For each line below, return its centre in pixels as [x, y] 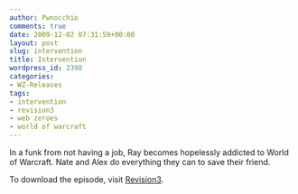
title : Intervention [48, 60]
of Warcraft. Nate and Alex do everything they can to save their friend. [140, 162]
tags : [19, 93]
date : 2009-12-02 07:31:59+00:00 [72, 34]
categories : [32, 77]
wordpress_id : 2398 [46, 69]
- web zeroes [34, 118]
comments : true [38, 26]
